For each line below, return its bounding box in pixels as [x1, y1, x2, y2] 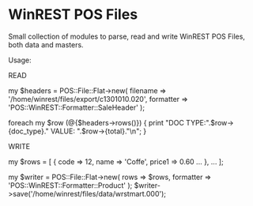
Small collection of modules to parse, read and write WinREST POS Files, [8, 32, 245, 41]
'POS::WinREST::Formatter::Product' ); [8, 180, 133, 190]
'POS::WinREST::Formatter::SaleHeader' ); [8, 103, 145, 112]
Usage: [8, 55, 32, 65]
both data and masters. [8, 39, 85, 49]
